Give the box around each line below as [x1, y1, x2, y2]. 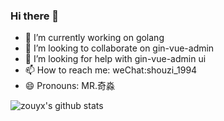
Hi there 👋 [10, 9, 60, 23]
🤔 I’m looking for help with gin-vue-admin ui [24, 53, 207, 65]
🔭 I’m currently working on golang [24, 32, 165, 44]
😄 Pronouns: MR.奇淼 [24, 80, 115, 92]
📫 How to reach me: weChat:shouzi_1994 [24, 64, 198, 76]
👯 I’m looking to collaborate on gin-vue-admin [24, 42, 215, 54]
